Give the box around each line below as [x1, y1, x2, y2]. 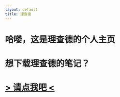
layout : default [5, 7, 38, 12]
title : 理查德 [5, 12, 31, 16]
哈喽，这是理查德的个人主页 [5, 34, 116, 45]
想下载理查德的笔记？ [5, 58, 90, 69]
